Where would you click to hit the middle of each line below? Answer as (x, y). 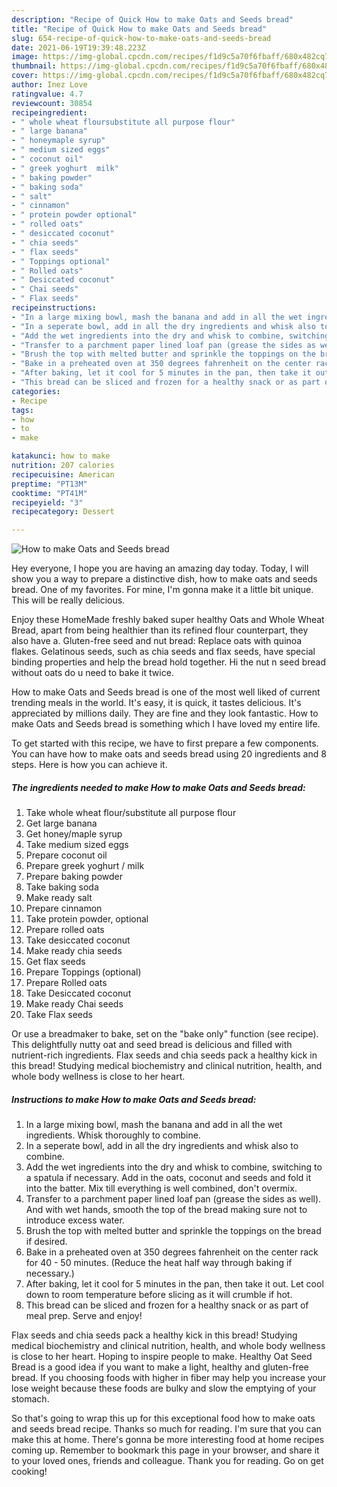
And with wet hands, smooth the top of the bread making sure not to (166, 1210)
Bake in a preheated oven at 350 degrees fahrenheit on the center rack (172, 1252)
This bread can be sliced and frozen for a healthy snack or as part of (167, 1305)
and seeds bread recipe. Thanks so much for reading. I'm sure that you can (166, 1429)
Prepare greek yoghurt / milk (85, 866)
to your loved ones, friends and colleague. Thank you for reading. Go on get (167, 1461)
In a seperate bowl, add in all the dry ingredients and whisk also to (162, 1146)
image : (25, 57)
